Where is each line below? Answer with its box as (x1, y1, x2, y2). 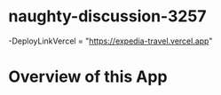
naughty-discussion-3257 (8, 6, 207, 27)
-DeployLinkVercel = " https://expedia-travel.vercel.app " (8, 36, 213, 46)
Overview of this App (8, 67, 168, 87)
